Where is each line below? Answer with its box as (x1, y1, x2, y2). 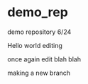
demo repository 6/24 (7, 28, 72, 36)
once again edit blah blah (7, 54, 82, 64)
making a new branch (7, 68, 71, 77)
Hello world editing (7, 41, 62, 49)
